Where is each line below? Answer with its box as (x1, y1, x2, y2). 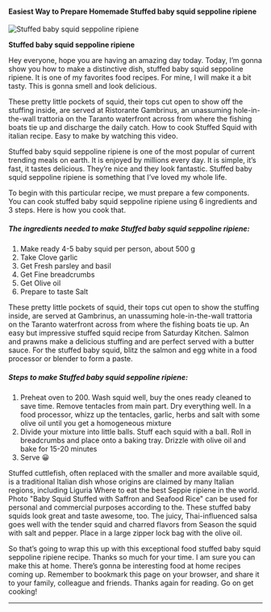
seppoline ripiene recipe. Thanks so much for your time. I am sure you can (8, 552, 256, 562)
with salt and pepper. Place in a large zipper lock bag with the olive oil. (8, 528, 243, 538)
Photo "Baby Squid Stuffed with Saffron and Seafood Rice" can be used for (8, 494, 258, 504)
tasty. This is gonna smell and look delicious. (8, 81, 157, 91)
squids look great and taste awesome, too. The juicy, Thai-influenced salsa (8, 511, 258, 521)
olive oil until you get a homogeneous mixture (19, 418, 172, 428)
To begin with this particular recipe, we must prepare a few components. (8, 188, 250, 198)
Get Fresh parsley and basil (19, 261, 111, 271)
